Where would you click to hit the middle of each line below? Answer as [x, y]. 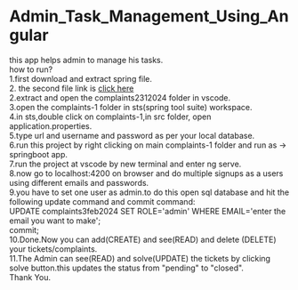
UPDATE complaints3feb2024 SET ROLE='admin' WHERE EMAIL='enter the [148, 211]
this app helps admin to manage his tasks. [86, 60]
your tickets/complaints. [53, 249]
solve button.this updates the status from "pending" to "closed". [127, 268]
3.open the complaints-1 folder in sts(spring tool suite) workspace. [131, 107]
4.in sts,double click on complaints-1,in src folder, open [110, 117]
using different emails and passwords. [79, 182]
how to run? [31, 69]
